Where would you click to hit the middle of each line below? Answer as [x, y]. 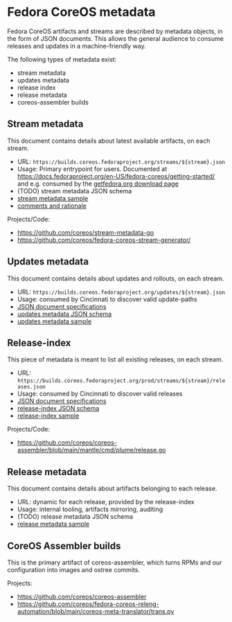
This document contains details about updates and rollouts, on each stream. [116, 278]
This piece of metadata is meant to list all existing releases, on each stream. [115, 359]
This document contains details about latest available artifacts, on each [109, 141]
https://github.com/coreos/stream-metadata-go [86, 232]
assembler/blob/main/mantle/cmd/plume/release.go [91, 450]
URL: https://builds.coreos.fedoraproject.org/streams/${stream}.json [121, 161]
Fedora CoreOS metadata [81, 12]
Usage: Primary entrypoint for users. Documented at [92, 169]
